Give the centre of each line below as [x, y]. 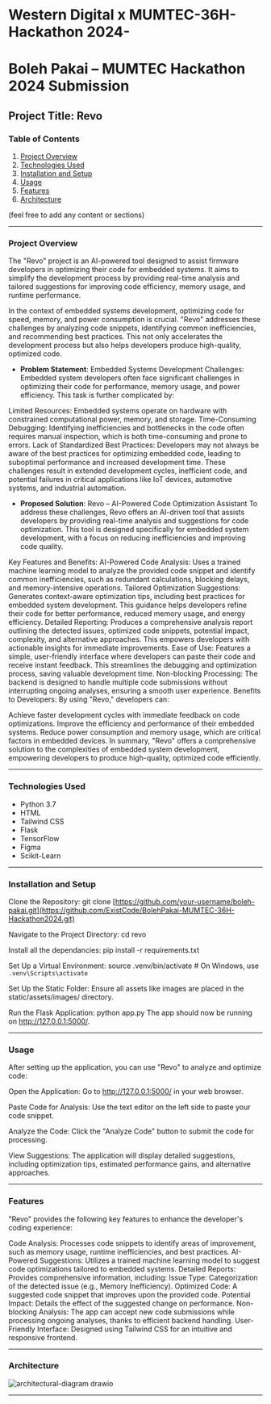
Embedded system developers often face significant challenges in [130, 378]
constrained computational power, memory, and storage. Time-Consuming [132, 419]
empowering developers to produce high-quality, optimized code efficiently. [135, 758]
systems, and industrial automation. [67, 488]
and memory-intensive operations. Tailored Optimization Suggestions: [125, 588]
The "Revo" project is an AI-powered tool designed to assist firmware [124, 261]
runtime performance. [45, 295]
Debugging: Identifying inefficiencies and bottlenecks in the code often [126, 428]
